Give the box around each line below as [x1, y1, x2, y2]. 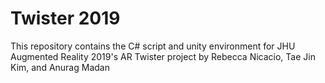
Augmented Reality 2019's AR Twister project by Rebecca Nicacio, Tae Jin [10, 50, 316, 62]
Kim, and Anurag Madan [10, 61, 110, 73]
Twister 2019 [10, 7, 121, 30]
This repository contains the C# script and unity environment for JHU [10, 40, 296, 52]
